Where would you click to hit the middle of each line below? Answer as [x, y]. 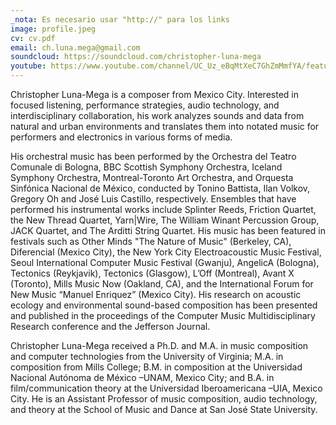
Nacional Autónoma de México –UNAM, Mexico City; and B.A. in [142, 377]
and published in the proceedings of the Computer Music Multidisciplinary [163, 315]
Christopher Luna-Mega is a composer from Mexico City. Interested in [154, 94]
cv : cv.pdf [33, 38]
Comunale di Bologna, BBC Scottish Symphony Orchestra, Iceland [146, 167]
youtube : [28, 66]
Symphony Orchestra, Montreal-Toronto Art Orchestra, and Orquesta [152, 177]
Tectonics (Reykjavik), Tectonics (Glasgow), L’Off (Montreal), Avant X [152, 273]
